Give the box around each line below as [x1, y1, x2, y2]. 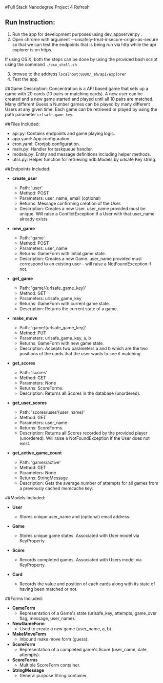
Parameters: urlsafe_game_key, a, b [19, 335, 91, 341]
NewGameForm [12, 620, 45, 626]
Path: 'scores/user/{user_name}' [19, 409, 85, 415]
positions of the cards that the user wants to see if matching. [19, 350, 142, 356]
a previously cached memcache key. [19, 485, 94, 491]
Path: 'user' [19, 185, 43, 191]
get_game [12, 276, 33, 281]
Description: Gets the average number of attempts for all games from [19, 480, 159, 486]
